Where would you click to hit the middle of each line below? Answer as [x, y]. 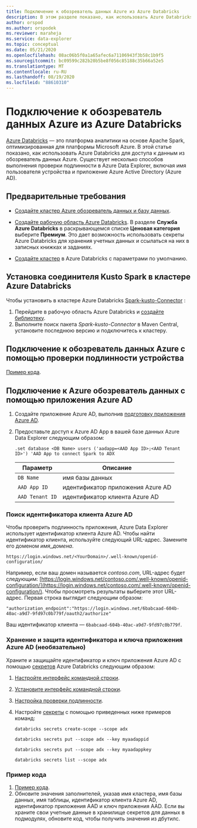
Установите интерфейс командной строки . [68, 689]
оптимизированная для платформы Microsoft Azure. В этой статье [89, 146]
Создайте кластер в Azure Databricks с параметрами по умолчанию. [101, 258]
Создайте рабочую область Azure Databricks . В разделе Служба [96, 222]
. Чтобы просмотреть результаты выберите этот [103, 592]
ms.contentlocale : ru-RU [36, 72]
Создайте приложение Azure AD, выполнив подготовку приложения [100, 414]
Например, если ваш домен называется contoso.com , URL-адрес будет [96, 573]
